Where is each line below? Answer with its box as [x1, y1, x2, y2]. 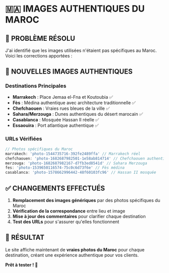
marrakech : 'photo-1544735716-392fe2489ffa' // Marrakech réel [5, 151, 141, 156]
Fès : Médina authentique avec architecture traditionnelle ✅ [12, 99, 136, 106]
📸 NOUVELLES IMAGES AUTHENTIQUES [5, 67, 133, 76]
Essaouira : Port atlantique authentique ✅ [12, 122, 99, 128]
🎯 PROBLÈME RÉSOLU [5, 34, 75, 43]
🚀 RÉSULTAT [5, 233, 45, 242]
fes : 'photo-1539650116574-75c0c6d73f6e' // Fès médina [5, 165, 125, 170]
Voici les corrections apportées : [5, 53, 73, 58]
